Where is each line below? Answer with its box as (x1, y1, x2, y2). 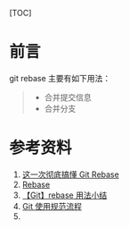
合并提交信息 (44, 91, 92, 102)
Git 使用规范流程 (21, 200, 83, 211)
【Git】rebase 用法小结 (21, 190, 108, 200)
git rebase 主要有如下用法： (9, 72, 111, 83)
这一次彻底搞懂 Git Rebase (21, 169, 120, 180)
